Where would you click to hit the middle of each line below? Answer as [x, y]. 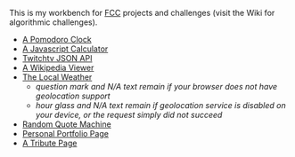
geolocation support [73, 96]
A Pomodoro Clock [57, 39]
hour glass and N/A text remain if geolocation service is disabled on [161, 105]
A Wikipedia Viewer [58, 67]
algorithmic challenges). [53, 22]
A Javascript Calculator [65, 49]
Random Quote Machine [66, 124]
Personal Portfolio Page [66, 133]
